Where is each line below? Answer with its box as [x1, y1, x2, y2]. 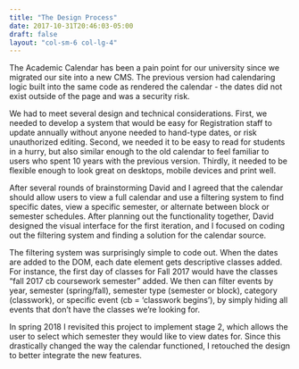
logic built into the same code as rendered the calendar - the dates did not [9, 81, 283, 92]
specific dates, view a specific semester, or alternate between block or [9, 202, 270, 213]
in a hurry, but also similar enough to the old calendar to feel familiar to [9, 147, 270, 157]
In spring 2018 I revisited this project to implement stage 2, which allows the [9, 322, 288, 332]
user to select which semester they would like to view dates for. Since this [9, 331, 281, 342]
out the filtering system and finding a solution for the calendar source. [9, 230, 267, 241]
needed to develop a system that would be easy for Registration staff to [9, 118, 272, 129]
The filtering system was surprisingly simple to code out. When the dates [9, 247, 278, 258]
